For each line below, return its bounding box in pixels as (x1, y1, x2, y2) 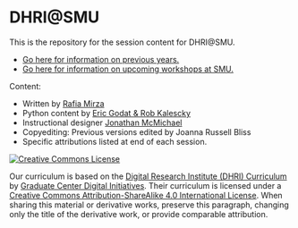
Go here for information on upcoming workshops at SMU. (21, 63, 234, 74)
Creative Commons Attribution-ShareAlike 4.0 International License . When (9, 190, 284, 200)
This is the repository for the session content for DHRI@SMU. (9, 37, 235, 47)
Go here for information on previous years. (21, 54, 180, 64)
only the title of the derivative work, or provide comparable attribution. (9, 208, 268, 219)
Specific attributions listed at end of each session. (21, 136, 208, 147)
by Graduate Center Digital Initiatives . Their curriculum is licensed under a (9, 180, 282, 190)
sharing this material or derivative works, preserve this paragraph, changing (9, 199, 289, 210)
